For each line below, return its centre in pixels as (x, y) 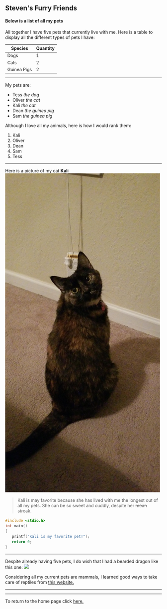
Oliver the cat (26, 100)
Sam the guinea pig (32, 116)
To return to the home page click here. (44, 601)
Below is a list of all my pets (34, 21)
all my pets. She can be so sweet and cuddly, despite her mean (82, 506)
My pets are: (18, 85)
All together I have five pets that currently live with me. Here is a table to (79, 32)
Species (20, 48)
